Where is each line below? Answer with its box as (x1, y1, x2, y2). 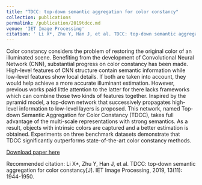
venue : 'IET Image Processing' (6, 25, 85, 32)
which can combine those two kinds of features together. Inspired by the (6, 92, 186, 100)
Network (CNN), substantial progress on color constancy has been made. (6, 61, 188, 68)
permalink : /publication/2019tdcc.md (6, 20, 101, 26)
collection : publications (6, 14, 71, 20)
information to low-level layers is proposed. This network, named (19, 105, 180, 112)
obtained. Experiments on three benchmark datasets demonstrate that (6, 130, 180, 138)
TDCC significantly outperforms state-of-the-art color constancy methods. (6, 137, 192, 144)
